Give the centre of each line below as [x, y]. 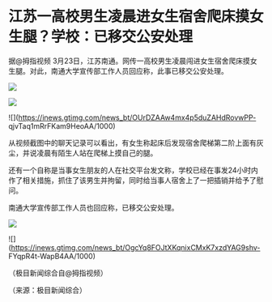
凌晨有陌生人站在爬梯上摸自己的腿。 [97, 153]
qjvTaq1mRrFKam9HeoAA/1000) [62, 125]
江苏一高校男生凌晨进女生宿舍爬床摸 [129, 17]
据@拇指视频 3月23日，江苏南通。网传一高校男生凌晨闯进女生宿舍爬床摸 [130, 61]
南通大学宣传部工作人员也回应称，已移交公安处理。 [93, 207]
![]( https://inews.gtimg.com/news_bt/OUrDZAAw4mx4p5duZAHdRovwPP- [132, 117]
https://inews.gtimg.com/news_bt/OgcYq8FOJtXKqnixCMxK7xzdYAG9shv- [136, 247]
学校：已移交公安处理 [122, 37]
